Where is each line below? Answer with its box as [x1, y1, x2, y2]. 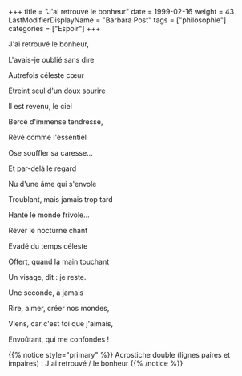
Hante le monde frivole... [8, 210, 90, 220]
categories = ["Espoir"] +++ [8, 24, 101, 33]
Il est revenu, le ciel [8, 102, 72, 111]
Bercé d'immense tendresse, [8, 117, 103, 127]
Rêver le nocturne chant [8, 226, 88, 235]
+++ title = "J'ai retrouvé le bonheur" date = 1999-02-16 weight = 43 [8, 7, 235, 16]
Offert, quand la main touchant [8, 257, 110, 266]
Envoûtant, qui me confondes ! [8, 334, 110, 344]
